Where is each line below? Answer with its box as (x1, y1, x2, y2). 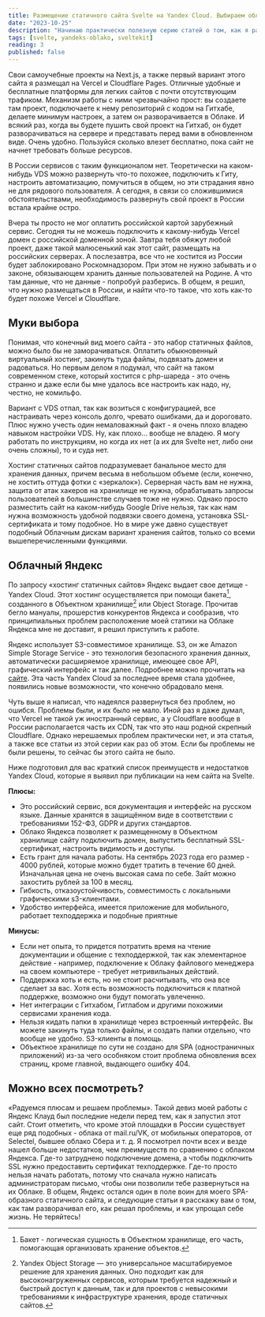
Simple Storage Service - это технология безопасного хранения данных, (8, 648, 251, 657)
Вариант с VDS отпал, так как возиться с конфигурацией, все (8, 403, 216, 412)
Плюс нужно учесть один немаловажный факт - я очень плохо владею (8, 420, 248, 429)
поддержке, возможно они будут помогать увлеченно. (19, 992, 206, 1001)
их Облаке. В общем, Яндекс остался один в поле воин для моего (8, 1187, 231, 1196)
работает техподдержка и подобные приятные (19, 910, 178, 920)
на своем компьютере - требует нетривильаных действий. (19, 966, 219, 976)
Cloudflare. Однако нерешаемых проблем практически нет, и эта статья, (8, 730, 254, 739)
